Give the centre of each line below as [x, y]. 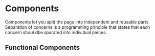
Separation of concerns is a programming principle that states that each [77, 27]
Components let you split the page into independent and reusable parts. [77, 22]
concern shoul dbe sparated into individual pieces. [56, 32]
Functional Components [42, 47]
